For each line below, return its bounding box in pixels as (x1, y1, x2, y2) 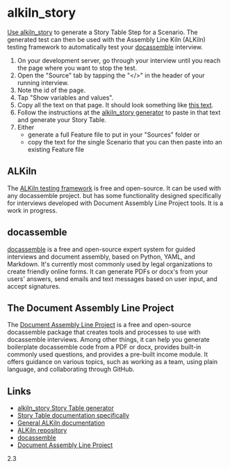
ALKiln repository (17, 426, 67, 435)
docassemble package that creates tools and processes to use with (7, 328, 201, 336)
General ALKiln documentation (17, 418, 106, 427)
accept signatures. (7, 282, 61, 290)
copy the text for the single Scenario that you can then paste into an (27, 137, 222, 146)
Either (17, 123, 35, 131)
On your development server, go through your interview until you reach (17, 56, 221, 64)
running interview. (17, 78, 69, 86)
